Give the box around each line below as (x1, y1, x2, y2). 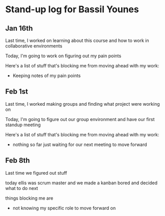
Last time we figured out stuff (5, 170, 67, 176)
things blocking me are (5, 195, 53, 201)
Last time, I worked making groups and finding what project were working (5, 101, 160, 107)
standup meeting (5, 122, 41, 128)
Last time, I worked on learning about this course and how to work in (5, 37, 149, 43)
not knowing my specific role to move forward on (12, 205, 116, 211)
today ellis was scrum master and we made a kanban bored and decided (5, 180, 158, 186)
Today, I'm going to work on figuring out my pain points (5, 53, 121, 59)
